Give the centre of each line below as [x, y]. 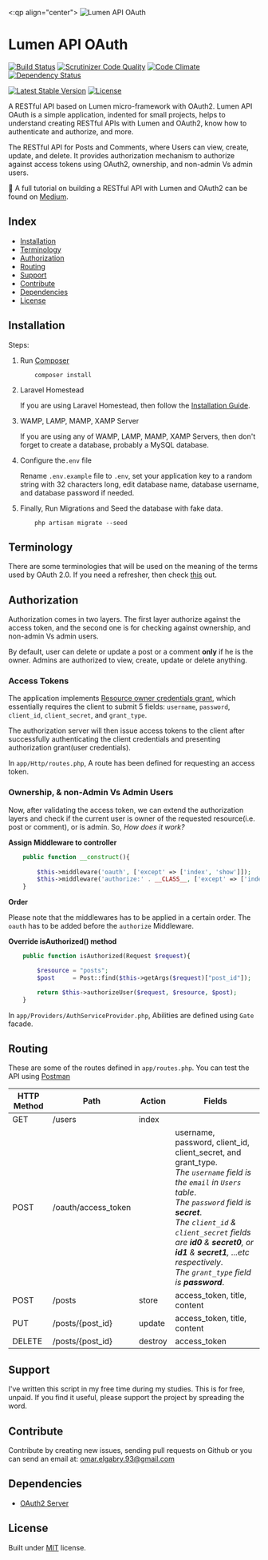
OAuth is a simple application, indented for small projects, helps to [117, 114]
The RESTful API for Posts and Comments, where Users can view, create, [128, 147]
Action [153, 1101]
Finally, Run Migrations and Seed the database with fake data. [121, 508]
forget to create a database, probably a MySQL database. [114, 444]
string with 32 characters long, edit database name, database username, [139, 484]
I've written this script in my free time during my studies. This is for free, [127, 1389]
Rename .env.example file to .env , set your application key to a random [136, 476]
